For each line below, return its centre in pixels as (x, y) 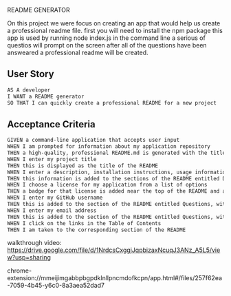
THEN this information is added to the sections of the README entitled (113, 178)
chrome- (20, 271)
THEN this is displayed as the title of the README (82, 166)
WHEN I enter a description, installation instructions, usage (100, 172)
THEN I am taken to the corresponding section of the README (97, 230)
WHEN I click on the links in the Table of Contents (84, 223)
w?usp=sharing (29, 257)
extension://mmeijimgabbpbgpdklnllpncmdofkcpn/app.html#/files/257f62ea (114, 278)
